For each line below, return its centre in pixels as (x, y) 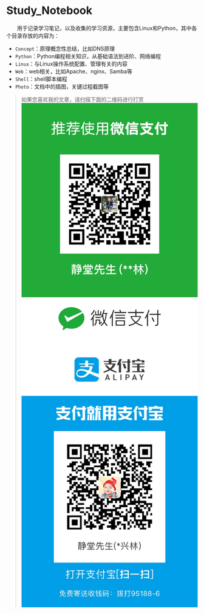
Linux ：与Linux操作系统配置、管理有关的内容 (71, 64)
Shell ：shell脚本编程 (41, 79)
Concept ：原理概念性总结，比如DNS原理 (65, 49)
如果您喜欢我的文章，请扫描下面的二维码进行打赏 (82, 99)
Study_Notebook (49, 11)
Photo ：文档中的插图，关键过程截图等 (62, 86)
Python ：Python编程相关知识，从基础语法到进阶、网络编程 (88, 56)
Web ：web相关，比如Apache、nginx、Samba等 (73, 71)
